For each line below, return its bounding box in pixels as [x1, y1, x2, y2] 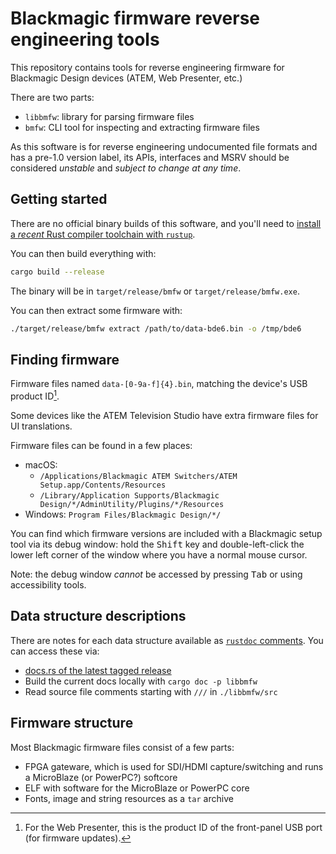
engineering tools [10, 28, 160, 51]
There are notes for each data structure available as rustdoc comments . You [10, 634, 324, 646]
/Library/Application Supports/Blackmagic [39, 490, 220, 501]
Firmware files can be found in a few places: [10, 439, 193, 451]
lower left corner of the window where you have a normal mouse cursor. [10, 548, 308, 561]
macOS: [24, 458, 58, 471]
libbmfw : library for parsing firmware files [24, 110, 195, 122]
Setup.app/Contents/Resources [39, 480, 167, 490]
